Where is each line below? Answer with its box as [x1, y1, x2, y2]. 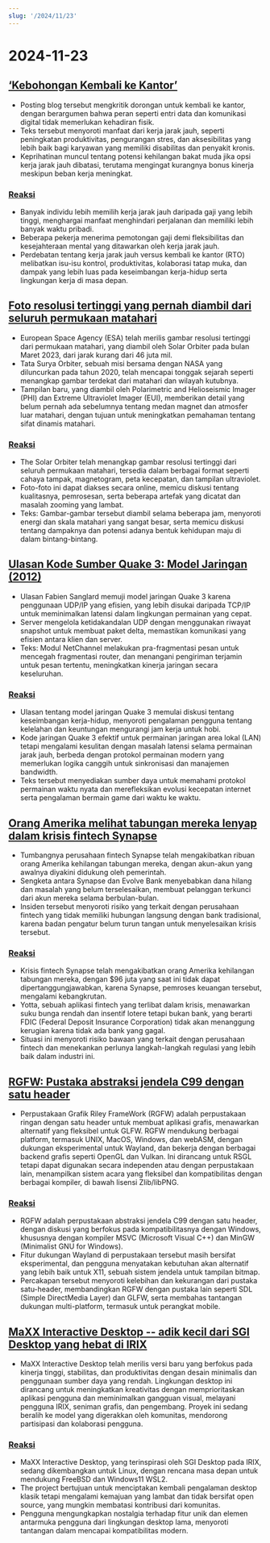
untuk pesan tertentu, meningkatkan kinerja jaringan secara [19, 660, 218, 669]
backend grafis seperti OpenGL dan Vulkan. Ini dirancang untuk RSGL [19, 1152, 252, 1161]
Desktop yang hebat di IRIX [8, 1337, 147, 1351]
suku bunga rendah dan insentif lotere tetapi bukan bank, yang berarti [19, 1009, 252, 1019]
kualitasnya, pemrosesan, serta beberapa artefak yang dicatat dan [19, 491, 241, 501]
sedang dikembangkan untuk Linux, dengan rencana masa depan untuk [19, 1466, 259, 1476]
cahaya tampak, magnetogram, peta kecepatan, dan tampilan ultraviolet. [19, 474, 261, 484]
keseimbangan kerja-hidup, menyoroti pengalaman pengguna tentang [19, 715, 252, 726]
